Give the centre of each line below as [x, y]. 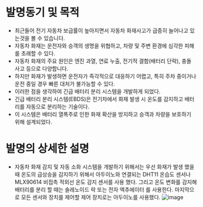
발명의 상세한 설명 [47, 149]
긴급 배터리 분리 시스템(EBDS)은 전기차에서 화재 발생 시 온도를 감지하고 [99, 99]
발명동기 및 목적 [43, 12]
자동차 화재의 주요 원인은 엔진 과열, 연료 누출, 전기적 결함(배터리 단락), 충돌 [103, 61]
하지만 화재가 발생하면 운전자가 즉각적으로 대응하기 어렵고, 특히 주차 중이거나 [105, 76]
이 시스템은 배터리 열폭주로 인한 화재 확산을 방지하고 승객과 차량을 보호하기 [103, 114]
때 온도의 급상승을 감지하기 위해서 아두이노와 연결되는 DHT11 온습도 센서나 [102, 174]
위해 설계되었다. [33, 122]
